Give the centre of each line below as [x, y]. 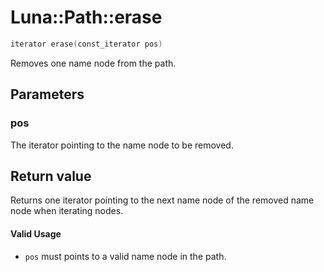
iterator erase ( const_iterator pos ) [86, 44]
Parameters [47, 94]
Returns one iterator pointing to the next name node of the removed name [162, 200]
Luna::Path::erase [86, 17]
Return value [51, 176]
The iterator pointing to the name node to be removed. [122, 145]
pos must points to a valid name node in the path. [125, 256]
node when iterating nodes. [67, 211]
